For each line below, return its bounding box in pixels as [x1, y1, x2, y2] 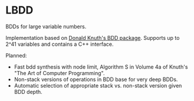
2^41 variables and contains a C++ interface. [5, 41, 114, 48]
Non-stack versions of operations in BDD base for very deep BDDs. [14, 76, 178, 83]
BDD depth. [14, 88, 42, 95]
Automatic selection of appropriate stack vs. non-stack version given [14, 82, 182, 89]
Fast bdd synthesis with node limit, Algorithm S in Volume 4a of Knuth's [14, 63, 188, 70]
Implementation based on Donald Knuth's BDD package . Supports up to [5, 34, 180, 41]
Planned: [5, 52, 27, 59]
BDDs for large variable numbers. [5, 23, 87, 30]
